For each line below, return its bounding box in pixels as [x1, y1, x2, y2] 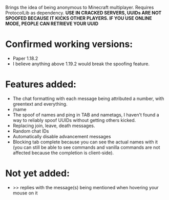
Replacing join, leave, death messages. [12, 122, 96, 129]
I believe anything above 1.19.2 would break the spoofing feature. [12, 61, 150, 67]
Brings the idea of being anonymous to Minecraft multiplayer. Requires [5, 5, 154, 10]
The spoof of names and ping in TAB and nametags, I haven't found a [12, 112, 160, 118]
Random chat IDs [12, 128, 49, 134]
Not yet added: [5, 168, 70, 179]
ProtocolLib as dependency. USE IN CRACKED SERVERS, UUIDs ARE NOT [5, 10, 162, 16]
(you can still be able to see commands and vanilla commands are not [12, 144, 160, 150]
